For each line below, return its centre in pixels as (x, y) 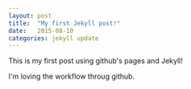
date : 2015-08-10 (41, 30)
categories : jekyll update (54, 38)
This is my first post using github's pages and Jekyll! (95, 61)
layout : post (30, 16)
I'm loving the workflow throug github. (72, 76)
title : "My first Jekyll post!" (64, 23)
